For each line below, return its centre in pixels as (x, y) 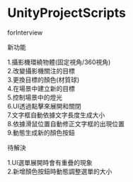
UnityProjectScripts (66, 13)
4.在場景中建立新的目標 (41, 88)
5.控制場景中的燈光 (35, 97)
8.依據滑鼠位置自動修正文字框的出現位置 (66, 123)
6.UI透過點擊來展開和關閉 (44, 106)
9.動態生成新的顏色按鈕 (41, 133)
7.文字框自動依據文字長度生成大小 (56, 115)
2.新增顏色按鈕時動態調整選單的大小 (60, 171)
